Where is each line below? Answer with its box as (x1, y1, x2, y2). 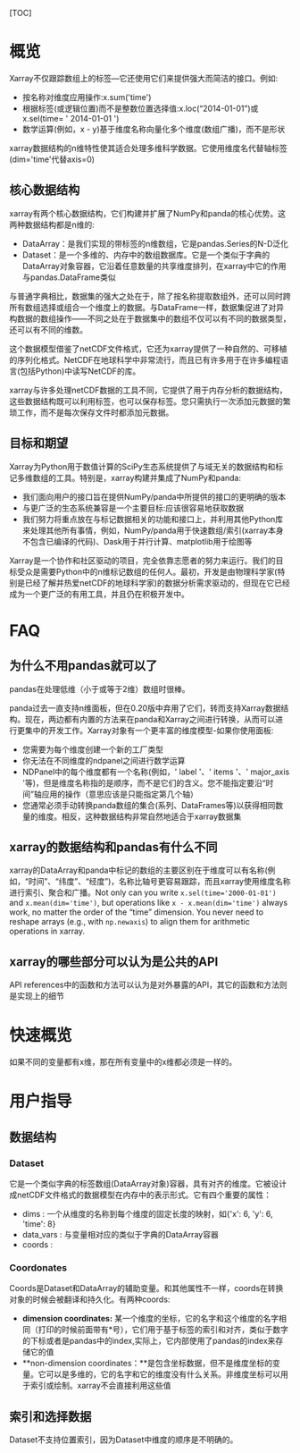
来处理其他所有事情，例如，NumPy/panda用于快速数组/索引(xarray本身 (21, 525, 284, 536)
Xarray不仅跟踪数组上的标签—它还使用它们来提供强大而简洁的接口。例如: (9, 72, 279, 83)
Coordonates (9, 1261, 68, 1273)
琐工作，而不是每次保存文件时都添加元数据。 (9, 407, 174, 418)
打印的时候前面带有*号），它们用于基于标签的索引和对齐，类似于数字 (37, 1324, 288, 1335)
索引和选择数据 (9, 1408, 92, 1424)
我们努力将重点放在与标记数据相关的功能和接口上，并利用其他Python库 (21, 513, 284, 524)
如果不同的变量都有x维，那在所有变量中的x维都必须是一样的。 (9, 1057, 237, 1068)
